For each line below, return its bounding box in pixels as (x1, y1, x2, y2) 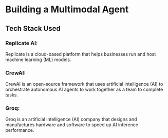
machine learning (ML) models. (5, 56, 71, 63)
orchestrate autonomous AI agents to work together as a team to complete (5, 86, 163, 93)
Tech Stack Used (5, 24, 61, 33)
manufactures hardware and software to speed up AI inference (5, 122, 139, 128)
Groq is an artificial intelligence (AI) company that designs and (5, 116, 137, 123)
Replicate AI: (5, 40, 38, 47)
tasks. (5, 92, 18, 98)
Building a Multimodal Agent (5, 4, 129, 15)
